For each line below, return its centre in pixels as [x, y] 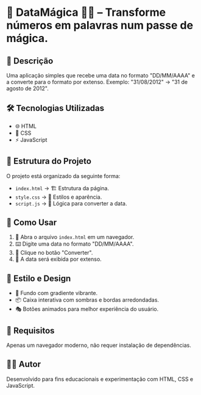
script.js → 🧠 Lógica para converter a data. [71, 203]
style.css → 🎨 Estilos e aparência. [58, 197]
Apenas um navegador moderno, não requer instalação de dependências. [99, 345]
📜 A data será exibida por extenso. [58, 259]
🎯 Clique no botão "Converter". [54, 253]
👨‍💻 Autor [24, 364]
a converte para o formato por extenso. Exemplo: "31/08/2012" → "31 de [97, 82]
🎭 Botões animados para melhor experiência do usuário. [87, 309]
